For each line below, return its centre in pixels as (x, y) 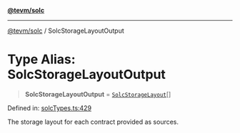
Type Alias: (42, 59)
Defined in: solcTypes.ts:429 (49, 108)
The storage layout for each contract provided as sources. (93, 122)
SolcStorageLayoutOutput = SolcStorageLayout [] (98, 94)
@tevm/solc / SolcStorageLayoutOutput (66, 31)
